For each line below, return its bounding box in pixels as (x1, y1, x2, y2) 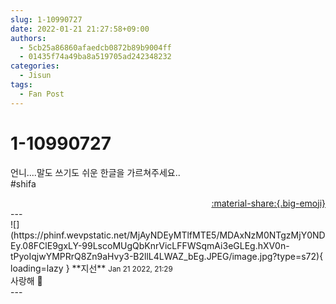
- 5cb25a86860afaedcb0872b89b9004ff (19, 42, 172, 53)
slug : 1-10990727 (10, 14, 83, 25)
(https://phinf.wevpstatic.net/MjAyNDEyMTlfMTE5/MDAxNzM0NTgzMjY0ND (10, 229, 326, 241)
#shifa (10, 177, 37, 190)
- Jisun (19, 71, 52, 81)
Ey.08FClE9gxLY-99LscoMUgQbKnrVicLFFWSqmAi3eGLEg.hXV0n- (10, 239, 290, 251)
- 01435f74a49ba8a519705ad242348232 (19, 52, 172, 62)
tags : (10, 80, 33, 90)
